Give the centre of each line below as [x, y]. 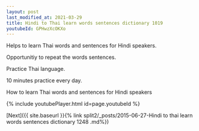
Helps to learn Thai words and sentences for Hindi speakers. [81, 46]
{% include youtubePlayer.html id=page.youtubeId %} [73, 104]
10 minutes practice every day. [44, 81]
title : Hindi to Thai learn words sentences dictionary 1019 [85, 23]
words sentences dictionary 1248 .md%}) [58, 122]
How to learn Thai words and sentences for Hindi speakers [79, 92]
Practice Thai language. [36, 69]
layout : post [23, 12]
